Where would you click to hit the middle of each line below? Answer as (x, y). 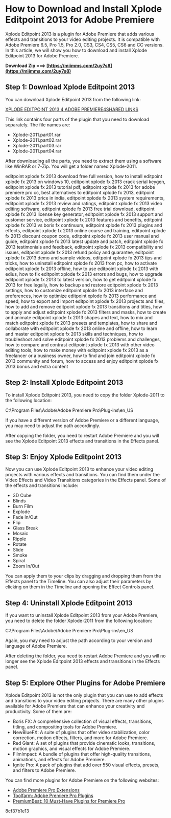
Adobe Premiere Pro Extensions (46, 790)
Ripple (19, 539)
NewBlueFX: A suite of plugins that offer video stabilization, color (81, 732)
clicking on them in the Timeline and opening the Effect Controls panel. (80, 587)
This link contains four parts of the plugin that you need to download (77, 119)
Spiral (19, 561)
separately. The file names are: (38, 125)
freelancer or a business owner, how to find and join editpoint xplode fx (80, 356)
